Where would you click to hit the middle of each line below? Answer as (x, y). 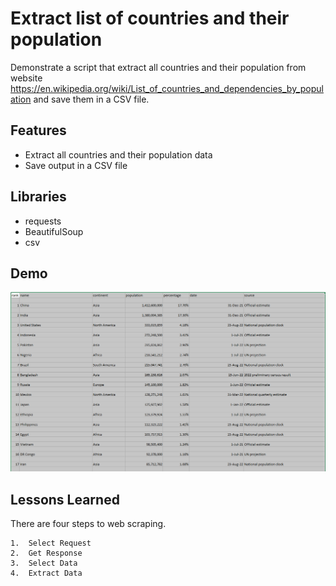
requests (43, 221)
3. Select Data (44, 563)
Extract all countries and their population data (118, 154)
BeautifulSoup (54, 231)
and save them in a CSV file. (91, 99)
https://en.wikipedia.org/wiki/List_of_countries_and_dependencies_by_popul (167, 88)
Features (38, 130)
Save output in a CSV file (76, 165)
